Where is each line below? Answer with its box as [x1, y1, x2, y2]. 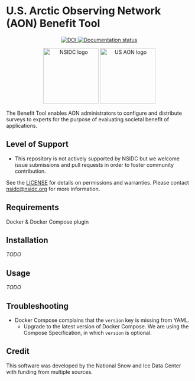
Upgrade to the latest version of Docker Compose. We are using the [23, 323, 189, 330]
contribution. [14, 167, 46, 175]
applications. [6, 122, 37, 129]
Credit [6, 346, 30, 356]
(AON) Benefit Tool [6, 17, 100, 30]
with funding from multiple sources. [6, 368, 93, 375]
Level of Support [6, 139, 69, 149]
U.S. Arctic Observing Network [6, 4, 161, 18]
